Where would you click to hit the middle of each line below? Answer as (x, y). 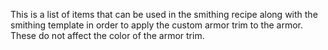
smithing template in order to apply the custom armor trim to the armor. (156, 25)
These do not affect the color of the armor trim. (107, 35)
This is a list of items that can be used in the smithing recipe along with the (164, 14)
